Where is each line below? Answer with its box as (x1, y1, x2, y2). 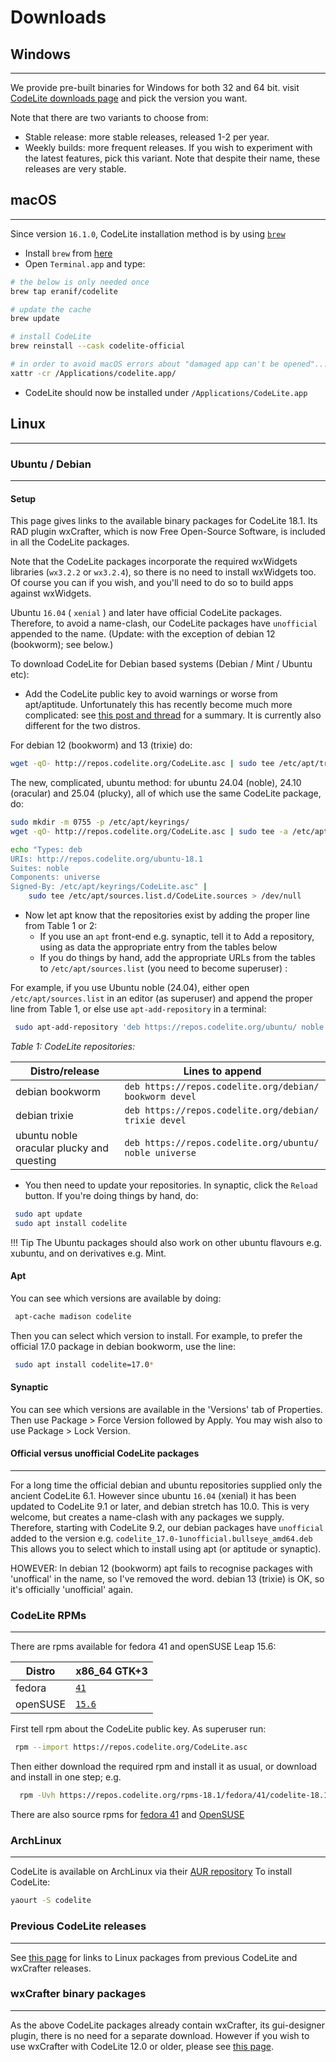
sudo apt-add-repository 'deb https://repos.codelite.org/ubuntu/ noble (14, 1022, 325, 1032)
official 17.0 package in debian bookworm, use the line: (10, 1340, 237, 1352)
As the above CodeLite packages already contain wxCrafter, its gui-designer (10, 2019, 326, 2031)
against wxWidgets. (10, 587, 92, 600)
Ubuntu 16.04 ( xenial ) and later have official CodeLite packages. (10, 607, 283, 619)
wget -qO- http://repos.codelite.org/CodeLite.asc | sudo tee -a (10, 826, 288, 836)
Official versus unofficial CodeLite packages (10, 1447, 200, 1460)
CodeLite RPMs (10, 1608, 87, 1622)
